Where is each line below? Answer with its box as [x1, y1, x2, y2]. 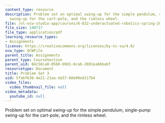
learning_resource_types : [5, 35, 58, 40]
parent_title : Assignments [5, 52, 60, 58]
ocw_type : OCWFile [5, 48, 43, 53]
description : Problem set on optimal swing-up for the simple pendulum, [5, 12, 157, 17]
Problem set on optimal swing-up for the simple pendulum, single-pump [5, 107, 151, 113]
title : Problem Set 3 [5, 71, 50, 76]
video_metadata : [5, 89, 38, 94]
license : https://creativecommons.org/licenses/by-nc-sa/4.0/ [5, 44, 135, 49]
